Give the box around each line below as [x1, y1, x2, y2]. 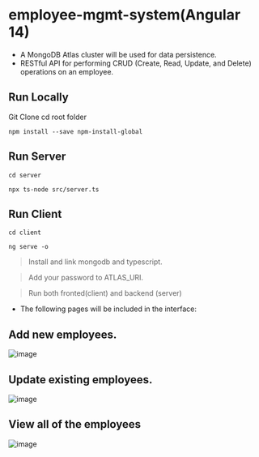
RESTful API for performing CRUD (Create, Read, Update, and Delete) [19, 58, 253, 68]
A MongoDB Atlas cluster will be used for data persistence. [19, 49, 217, 59]
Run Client [8, 207, 62, 220]
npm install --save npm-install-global [8, 127, 143, 135]
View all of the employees [8, 417, 142, 431]
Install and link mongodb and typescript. [28, 257, 163, 267]
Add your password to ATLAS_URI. [28, 273, 144, 283]
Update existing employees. [8, 373, 153, 387]
